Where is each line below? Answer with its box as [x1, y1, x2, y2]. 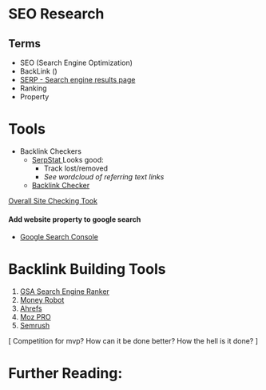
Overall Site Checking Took [8, 195, 98, 205]
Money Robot [19, 296, 65, 305]
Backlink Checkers [19, 146, 82, 156]
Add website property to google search [8, 214, 141, 224]
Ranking [19, 83, 47, 93]
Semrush [19, 321, 50, 331]
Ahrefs [19, 304, 42, 313]
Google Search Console [19, 232, 98, 242]
